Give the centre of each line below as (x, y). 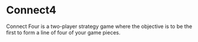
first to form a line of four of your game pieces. (63, 32)
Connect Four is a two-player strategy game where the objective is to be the (99, 26)
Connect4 (31, 10)
